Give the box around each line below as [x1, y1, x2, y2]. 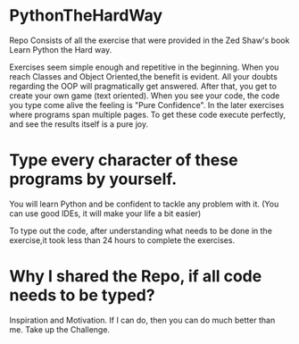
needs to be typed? [9, 285, 155, 306]
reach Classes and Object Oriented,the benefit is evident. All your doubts [9, 71, 278, 81]
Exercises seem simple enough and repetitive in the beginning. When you [9, 62, 279, 72]
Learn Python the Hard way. [9, 44, 112, 55]
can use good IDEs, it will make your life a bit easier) [9, 207, 202, 219]
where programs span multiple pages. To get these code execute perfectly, [9, 109, 287, 120]
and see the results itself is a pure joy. [9, 118, 149, 130]
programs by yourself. [9, 169, 178, 189]
